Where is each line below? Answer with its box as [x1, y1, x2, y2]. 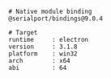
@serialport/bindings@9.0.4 [8, 14, 104, 23]
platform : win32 [8, 50, 79, 58]
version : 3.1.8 [8, 43, 79, 51]
